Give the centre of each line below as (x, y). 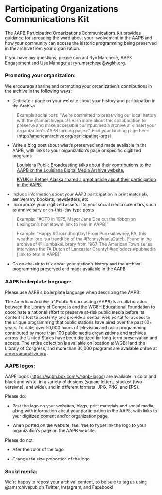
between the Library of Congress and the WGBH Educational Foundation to (80, 307)
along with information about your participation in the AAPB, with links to (85, 411)
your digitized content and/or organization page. (60, 416)
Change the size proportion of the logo (51, 459)
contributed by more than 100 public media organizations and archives (75, 333)
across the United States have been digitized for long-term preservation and (81, 338)
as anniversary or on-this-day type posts (53, 210)
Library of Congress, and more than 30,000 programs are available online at (81, 348)
